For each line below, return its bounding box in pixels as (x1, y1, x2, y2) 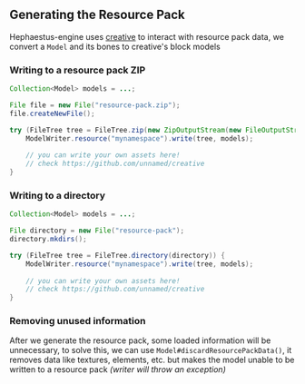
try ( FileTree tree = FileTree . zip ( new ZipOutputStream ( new (9, 125, 242, 134)
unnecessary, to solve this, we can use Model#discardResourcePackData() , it (9, 345, 292, 356)
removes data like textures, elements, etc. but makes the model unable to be (9, 354, 295, 366)
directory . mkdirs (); (9, 235, 88, 244)
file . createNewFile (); (9, 109, 95, 118)
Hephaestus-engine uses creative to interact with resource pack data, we (9, 31, 284, 42)
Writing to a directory (9, 189, 106, 202)
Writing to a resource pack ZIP (9, 64, 146, 76)
